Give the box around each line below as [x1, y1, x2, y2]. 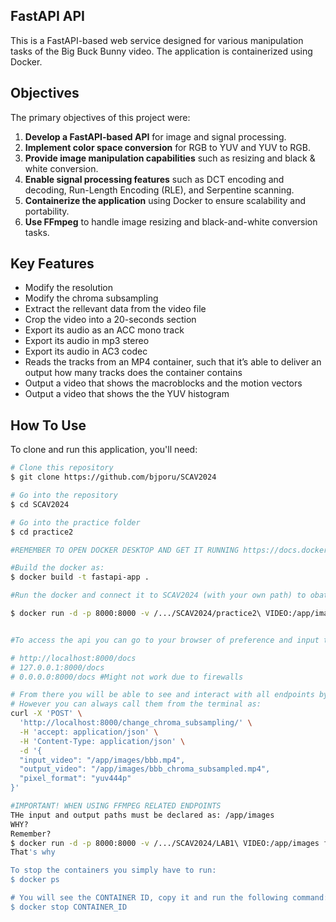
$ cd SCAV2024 [10, 499, 70, 509]
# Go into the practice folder [10, 517, 141, 528]
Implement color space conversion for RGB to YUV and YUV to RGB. [24, 141, 311, 153]
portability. [24, 205, 70, 217]
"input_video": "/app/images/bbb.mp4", [19, 755, 186, 765]
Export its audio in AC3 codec [24, 345, 148, 358]
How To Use [10, 417, 87, 434]
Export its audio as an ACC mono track [24, 324, 185, 336]
